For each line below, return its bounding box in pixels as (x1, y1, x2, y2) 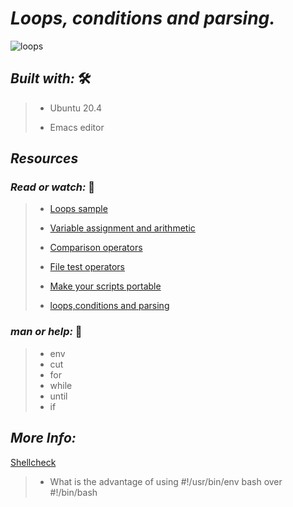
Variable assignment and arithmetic (49, 222, 196, 234)
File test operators (49, 261, 126, 273)
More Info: (10, 430, 77, 447)
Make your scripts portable (49, 280, 162, 292)
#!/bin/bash (49, 486, 98, 498)
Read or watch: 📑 (10, 180, 96, 194)
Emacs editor (49, 121, 105, 133)
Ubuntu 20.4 (49, 102, 103, 114)
